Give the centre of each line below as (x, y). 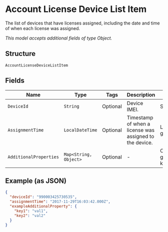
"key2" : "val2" (30, 215)
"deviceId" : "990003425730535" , (43, 197)
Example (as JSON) (36, 181)
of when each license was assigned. (42, 28)
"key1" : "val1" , (31, 211)
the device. (140, 142)
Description (141, 94)
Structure (20, 54)
